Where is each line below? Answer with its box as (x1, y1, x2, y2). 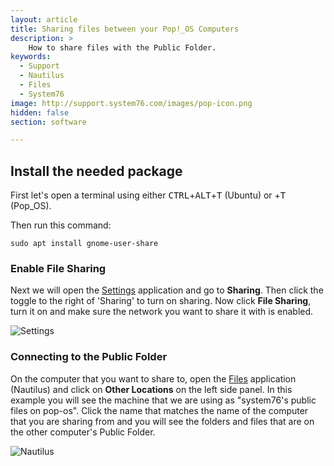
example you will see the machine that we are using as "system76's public (10, 394, 317, 406)
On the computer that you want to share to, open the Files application (10, 372, 297, 385)
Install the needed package (10, 162, 183, 180)
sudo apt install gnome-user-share (10, 239, 159, 249)
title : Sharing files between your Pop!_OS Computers (10, 24, 240, 34)
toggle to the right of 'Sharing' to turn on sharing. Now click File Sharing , (10, 295, 312, 307)
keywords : (10, 52, 52, 62)
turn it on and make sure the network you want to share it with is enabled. (10, 306, 314, 318)
